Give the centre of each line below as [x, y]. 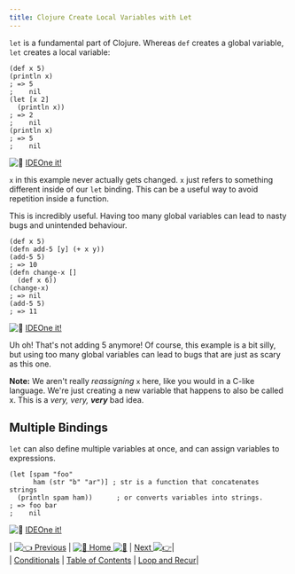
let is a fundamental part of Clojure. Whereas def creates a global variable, [147, 43]
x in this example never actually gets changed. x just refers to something [141, 179]
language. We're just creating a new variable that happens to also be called [146, 390]
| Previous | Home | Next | [92, 547]
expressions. [32, 459]
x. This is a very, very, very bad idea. [77, 399]
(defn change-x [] [43, 272]
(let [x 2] [29, 99]
